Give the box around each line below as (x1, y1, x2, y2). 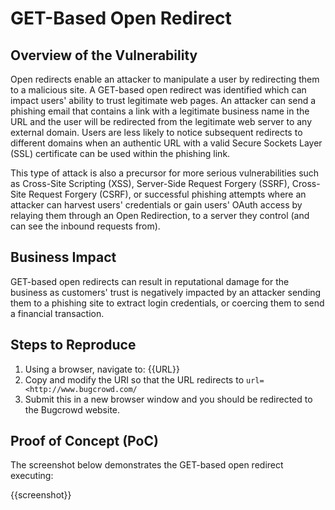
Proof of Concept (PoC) (10, 433, 159, 450)
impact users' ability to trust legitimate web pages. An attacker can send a (10, 95, 317, 106)
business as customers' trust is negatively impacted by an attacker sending (10, 286, 322, 298)
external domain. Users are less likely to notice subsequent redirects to (10, 127, 303, 138)
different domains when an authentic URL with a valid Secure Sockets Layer (10, 137, 323, 149)
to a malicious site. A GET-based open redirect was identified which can (10, 84, 307, 96)
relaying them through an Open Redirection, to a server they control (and (10, 210, 310, 221)
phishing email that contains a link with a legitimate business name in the (10, 105, 310, 117)
